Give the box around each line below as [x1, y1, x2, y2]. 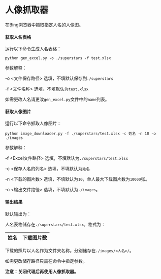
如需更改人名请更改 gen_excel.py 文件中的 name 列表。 [5, 97, 110, 103]
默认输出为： [5, 210, 31, 217]
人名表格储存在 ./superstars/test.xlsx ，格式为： [5, 221, 106, 227]
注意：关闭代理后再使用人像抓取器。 [5, 268, 79, 274]
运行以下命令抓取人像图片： [5, 120, 62, 126]
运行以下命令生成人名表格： [5, 46, 62, 52]
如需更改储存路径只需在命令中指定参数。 [5, 258, 87, 264]
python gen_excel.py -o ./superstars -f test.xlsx [5, 56, 111, 61]
